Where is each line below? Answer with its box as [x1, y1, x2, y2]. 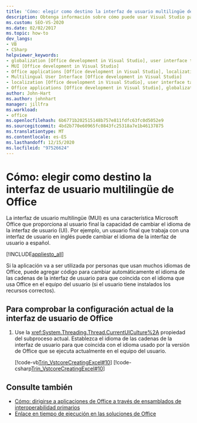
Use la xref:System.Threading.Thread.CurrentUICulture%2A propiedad [14, 329, 186, 336]
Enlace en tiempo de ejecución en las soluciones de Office [14, 410, 157, 417]
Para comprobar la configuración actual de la [6, 304, 174, 314]
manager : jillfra [6, 101, 49, 107]
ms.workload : [6, 107, 38, 113]
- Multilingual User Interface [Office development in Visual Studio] [6, 74, 182, 80]
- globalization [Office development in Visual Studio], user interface [6, 57, 188, 63]
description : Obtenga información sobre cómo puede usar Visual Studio [6, 14, 185, 20]
